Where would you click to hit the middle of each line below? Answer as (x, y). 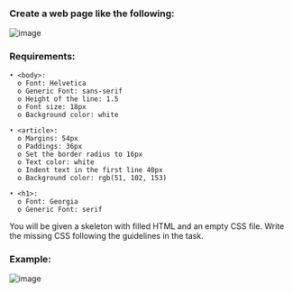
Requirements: (42, 57)
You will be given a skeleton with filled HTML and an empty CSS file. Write (147, 226)
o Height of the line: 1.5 (68, 99)
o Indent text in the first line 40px (91, 169)
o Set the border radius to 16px (80, 154)
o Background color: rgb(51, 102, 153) (92, 178)
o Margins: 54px (48, 138)
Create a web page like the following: (92, 14)
